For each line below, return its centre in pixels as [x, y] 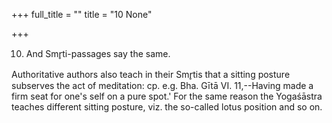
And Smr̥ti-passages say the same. [98, 53]
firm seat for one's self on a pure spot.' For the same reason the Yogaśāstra [167, 96]
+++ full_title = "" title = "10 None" [82, 14]
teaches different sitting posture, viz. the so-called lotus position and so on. [167, 107]
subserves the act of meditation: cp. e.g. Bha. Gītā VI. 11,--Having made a [162, 85]
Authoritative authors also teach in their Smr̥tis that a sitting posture [151, 74]
